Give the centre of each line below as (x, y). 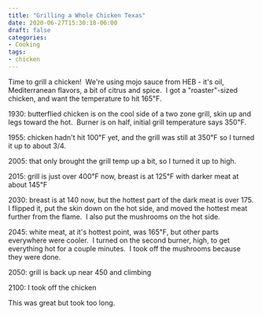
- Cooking (24, 45)
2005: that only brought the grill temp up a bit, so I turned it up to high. (122, 161)
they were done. (35, 257)
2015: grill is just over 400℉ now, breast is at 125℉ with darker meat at (124, 176)
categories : (28, 37)
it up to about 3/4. (37, 146)
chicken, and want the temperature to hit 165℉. (85, 98)
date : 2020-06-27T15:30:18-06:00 (63, 23)
